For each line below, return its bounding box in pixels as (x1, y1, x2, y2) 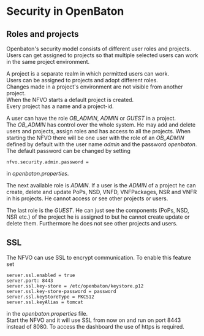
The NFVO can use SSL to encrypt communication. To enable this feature (6, 254, 192, 261)
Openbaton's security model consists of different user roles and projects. (6, 45, 191, 52)
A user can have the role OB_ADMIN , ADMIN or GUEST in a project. (6, 115, 176, 122)
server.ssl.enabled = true (6, 272, 75, 278)
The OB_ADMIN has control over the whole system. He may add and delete (6, 121, 196, 128)
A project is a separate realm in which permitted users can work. (6, 70, 170, 77)
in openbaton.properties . (6, 170, 69, 177)
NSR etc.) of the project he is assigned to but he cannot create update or (6, 213, 190, 221)
